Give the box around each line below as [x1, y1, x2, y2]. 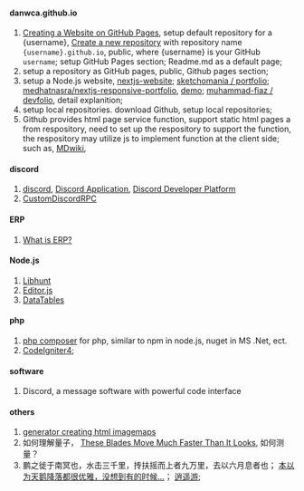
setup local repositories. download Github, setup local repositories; [22, 104, 273, 115]
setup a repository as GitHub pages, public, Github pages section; [22, 66, 269, 77]
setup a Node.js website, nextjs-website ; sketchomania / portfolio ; [22, 75, 270, 86]
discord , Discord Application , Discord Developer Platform [22, 184, 236, 195]
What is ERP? [22, 234, 72, 245]
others [9, 406, 35, 417]
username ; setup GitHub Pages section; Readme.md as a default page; [22, 56, 283, 67]
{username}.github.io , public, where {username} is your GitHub [22, 46, 261, 58]
